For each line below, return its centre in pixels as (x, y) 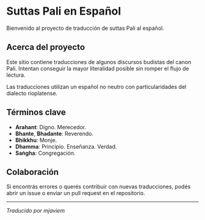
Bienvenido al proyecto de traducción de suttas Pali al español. (85, 28)
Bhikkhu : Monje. (36, 140)
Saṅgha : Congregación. (45, 153)
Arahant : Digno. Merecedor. (51, 127)
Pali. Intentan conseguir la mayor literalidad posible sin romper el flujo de (98, 68)
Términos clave (36, 112)
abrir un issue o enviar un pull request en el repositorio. (76, 193)
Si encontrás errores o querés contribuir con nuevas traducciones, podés (99, 186)
